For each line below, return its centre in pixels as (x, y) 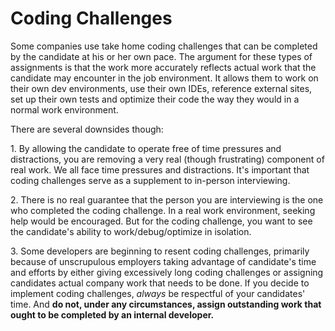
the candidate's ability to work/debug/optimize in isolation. (131, 231)
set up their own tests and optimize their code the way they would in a (155, 99)
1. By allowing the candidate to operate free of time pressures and (146, 148)
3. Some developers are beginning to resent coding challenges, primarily (160, 251)
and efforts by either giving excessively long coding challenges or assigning (167, 272)
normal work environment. (64, 109)
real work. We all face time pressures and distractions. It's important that (160, 169)
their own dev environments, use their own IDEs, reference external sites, (161, 88)
